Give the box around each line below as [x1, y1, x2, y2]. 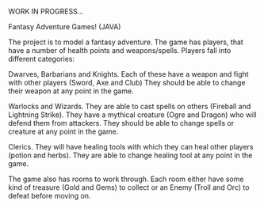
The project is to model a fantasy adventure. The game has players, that [8, 37, 243, 47]
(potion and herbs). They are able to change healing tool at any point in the [8, 150, 253, 160]
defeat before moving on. [8, 191, 91, 200]
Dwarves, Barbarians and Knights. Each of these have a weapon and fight [8, 70, 249, 78]
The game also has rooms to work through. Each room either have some [8, 174, 244, 183]
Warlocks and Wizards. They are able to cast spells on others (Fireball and [8, 102, 251, 111]
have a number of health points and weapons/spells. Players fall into [8, 46, 231, 55]
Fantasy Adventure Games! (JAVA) [8, 22, 121, 31]
